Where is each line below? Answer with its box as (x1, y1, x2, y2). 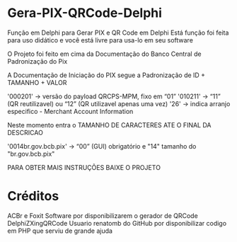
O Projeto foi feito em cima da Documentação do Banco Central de (7, 50, 202, 58)
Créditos (7, 188, 59, 204)
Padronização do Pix (7, 57, 68, 65)
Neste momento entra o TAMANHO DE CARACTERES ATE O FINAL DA (7, 120, 212, 129)
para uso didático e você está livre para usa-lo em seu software (7, 35, 193, 44)
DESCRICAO (7, 128, 44, 137)
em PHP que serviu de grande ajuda (7, 226, 113, 235)
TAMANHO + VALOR (7, 78, 67, 86)
